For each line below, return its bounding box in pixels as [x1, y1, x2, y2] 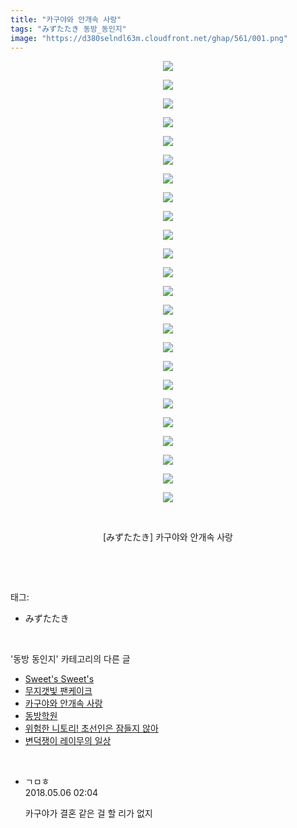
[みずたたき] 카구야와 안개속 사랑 [103, 531, 233, 543]
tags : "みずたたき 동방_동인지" [10, 24, 127, 34]
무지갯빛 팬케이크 [24, 685, 93, 697]
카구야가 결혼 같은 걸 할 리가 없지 [24, 807, 153, 820]
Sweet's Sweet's [24, 673, 95, 685]
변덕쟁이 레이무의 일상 [24, 735, 112, 747]
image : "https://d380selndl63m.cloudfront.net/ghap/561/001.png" [10, 33, 288, 43]
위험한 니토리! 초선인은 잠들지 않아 [24, 722, 159, 735]
